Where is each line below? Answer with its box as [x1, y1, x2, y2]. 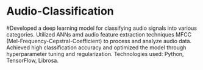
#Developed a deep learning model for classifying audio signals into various [6, 24, 197, 32]
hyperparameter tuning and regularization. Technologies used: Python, [6, 50, 184, 57]
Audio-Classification [6, 4, 114, 18]
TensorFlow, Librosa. [6, 57, 59, 64]
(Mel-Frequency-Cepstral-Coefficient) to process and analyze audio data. [6, 37, 192, 44]
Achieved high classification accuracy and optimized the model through [6, 44, 187, 51]
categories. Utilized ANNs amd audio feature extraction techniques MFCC [6, 30, 192, 38]
